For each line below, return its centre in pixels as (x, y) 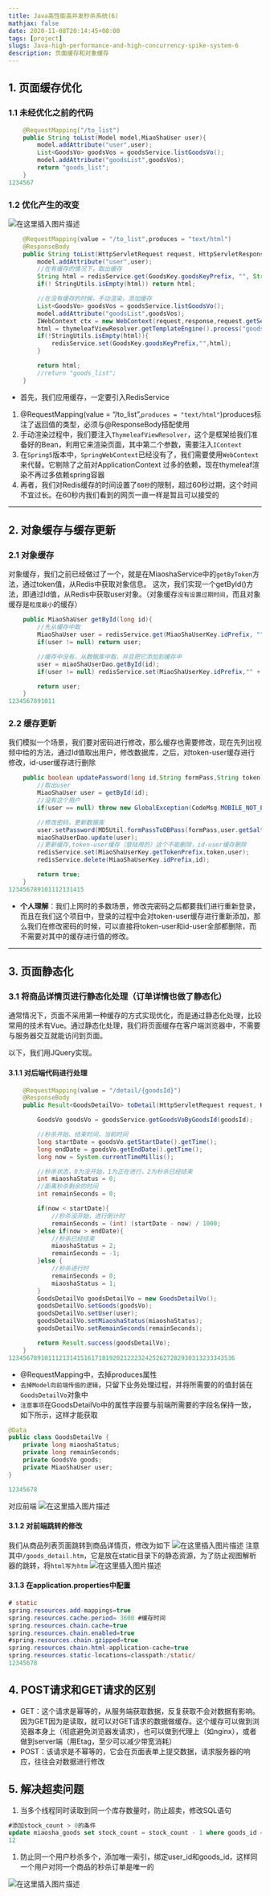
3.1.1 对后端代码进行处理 (48, 1073)
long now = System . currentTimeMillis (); (106, 1157)
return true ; (59, 875)
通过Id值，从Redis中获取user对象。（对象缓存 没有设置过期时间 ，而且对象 (145, 594)
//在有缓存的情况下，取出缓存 (80, 269)
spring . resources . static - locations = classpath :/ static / (102, 1656)
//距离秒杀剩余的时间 (68, 1187)
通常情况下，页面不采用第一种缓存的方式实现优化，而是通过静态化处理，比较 (135, 1016)
